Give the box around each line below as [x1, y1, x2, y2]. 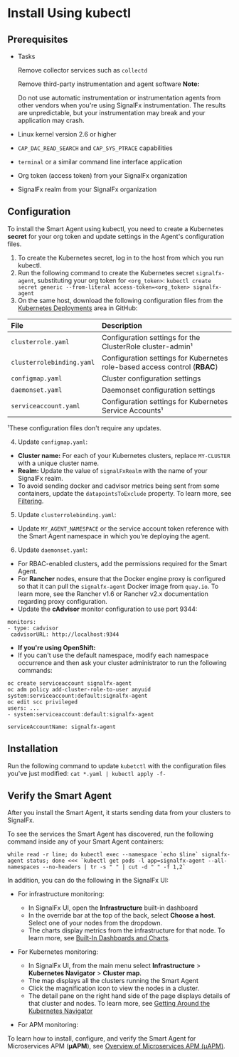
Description [102, 320, 142, 330]
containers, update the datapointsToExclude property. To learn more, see [17, 489, 232, 497]
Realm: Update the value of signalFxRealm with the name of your [17, 466, 208, 474]
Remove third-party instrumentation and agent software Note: [17, 80, 200, 88]
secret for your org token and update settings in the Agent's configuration [7, 232, 225, 240]
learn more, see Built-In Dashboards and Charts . [28, 934, 171, 942]
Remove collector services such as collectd [17, 66, 148, 74]
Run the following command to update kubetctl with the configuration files [7, 761, 226, 770]
